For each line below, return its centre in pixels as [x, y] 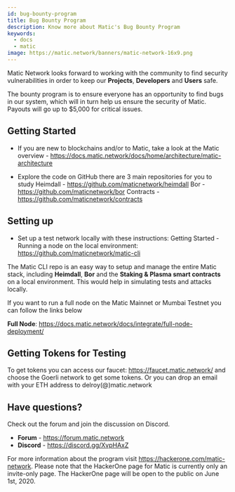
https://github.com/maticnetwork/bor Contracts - [88, 191]
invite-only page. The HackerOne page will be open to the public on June [113, 474]
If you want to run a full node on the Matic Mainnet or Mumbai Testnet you [115, 302]
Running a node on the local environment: [78, 245]
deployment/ [26, 331]
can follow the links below [45, 310]
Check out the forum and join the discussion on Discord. [89, 424]
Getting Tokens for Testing [67, 353]
